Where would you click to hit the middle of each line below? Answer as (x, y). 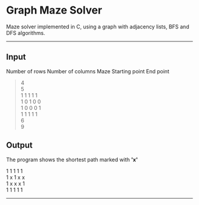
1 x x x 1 (16, 183)
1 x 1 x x (16, 177)
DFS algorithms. (26, 32)
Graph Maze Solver (54, 10)
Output (19, 145)
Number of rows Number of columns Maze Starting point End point (88, 71)
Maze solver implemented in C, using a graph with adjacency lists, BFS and (98, 27)
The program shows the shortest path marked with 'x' (72, 160)
